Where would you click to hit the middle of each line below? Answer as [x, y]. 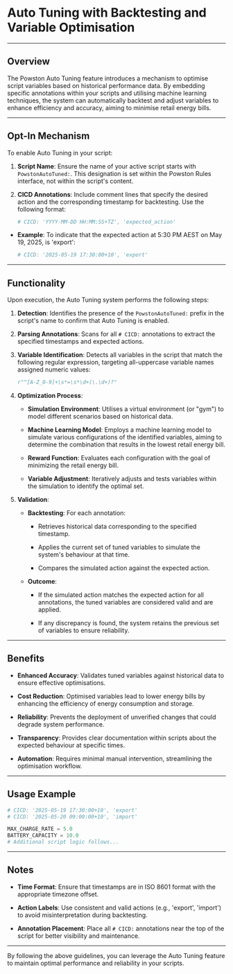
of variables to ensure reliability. [84, 630]
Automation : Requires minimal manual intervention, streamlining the [115, 758]
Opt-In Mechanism [49, 136]
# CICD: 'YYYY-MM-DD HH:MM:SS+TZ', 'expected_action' [96, 222]
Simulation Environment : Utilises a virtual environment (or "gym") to [126, 409]
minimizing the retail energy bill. [73, 465]
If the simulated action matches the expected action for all [121, 595]
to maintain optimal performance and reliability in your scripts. [96, 963]
